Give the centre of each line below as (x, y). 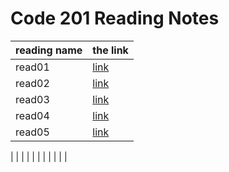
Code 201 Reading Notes (115, 18)
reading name (49, 50)
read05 (32, 132)
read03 (32, 99)
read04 (32, 115)
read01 (32, 67)
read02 (32, 83)
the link (110, 50)
